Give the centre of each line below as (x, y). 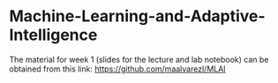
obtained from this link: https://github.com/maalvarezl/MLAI (118, 69)
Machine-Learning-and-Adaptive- (138, 16)
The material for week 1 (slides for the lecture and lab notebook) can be (139, 59)
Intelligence (53, 35)
